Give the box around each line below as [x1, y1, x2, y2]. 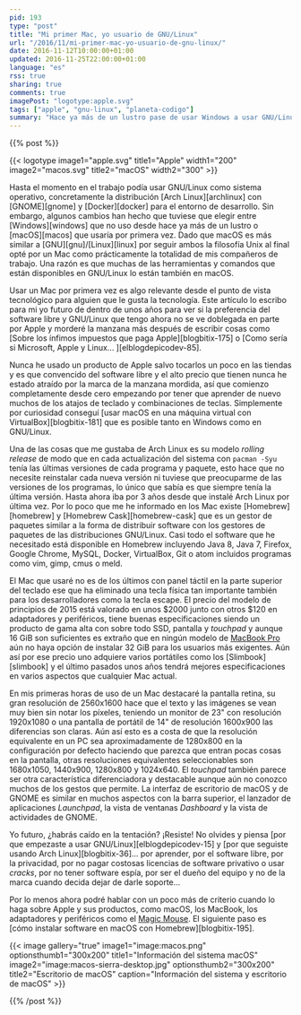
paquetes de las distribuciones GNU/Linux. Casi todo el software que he [9, 530, 276, 541]
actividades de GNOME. [9, 812, 99, 823]
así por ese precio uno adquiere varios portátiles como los [9, 652, 224, 663]
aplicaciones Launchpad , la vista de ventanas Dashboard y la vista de [9, 802, 269, 813]
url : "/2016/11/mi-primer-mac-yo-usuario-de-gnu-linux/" [9, 38, 227, 48]
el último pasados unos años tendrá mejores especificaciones [56, 661, 286, 672]
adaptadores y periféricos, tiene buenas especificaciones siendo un [9, 613, 261, 624]
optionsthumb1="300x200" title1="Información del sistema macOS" [9, 950, 258, 960]
